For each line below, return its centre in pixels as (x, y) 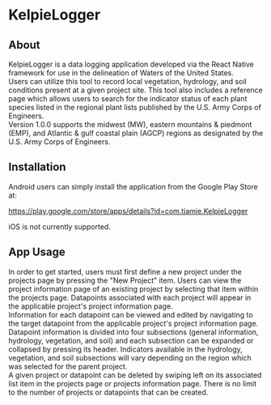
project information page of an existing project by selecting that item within (133, 288)
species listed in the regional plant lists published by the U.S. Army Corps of (135, 107)
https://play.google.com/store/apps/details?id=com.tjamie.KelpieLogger (128, 211)
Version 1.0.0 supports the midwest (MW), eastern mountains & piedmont (130, 124)
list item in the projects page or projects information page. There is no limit (133, 383)
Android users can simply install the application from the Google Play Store (133, 186)
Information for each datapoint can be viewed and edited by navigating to (131, 314)
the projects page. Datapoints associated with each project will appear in (130, 297)
